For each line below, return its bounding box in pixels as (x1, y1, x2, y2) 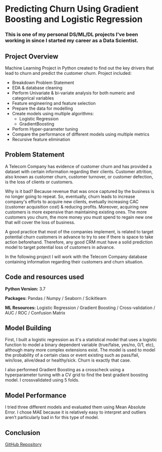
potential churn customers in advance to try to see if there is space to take (5, 234, 154, 240)
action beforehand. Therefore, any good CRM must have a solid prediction (5, 239, 153, 245)
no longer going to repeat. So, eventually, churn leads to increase (5, 193, 135, 199)
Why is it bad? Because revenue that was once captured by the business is (5, 188, 155, 194)
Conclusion (5, 429, 41, 437)
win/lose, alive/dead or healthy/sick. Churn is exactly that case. (5, 357, 132, 363)
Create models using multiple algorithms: (12, 110, 94, 116)
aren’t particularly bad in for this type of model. (5, 415, 99, 420)
